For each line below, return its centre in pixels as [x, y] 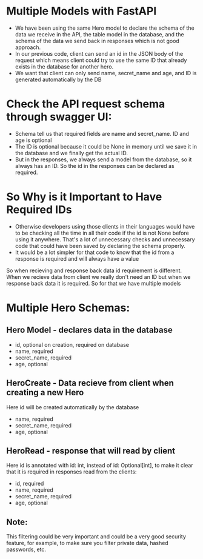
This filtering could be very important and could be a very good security [96, 537]
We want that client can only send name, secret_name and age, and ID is [106, 73]
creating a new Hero [45, 393]
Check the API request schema [86, 104]
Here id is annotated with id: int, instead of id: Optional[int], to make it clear [100, 466]
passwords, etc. [26, 549]
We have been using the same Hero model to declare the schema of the [105, 28]
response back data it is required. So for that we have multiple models [94, 283]
